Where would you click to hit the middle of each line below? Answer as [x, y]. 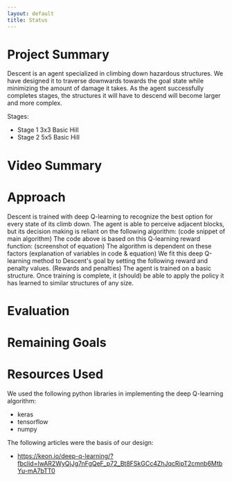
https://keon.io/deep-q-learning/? [65, 456]
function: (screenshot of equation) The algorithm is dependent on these [109, 246]
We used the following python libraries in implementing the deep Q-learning [115, 394]
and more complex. [35, 103]
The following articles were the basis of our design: [80, 442]
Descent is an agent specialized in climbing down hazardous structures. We [115, 74]
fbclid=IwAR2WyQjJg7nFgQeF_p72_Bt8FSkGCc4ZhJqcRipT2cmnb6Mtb [120, 463]
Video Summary [55, 166]
